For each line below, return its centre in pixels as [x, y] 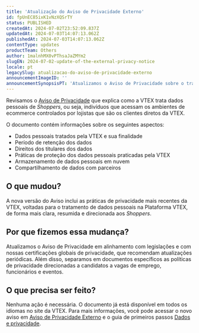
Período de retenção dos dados [53, 142]
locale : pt [20, 67]
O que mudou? [34, 186]
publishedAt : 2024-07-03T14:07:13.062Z [55, 39]
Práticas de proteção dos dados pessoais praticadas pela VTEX [92, 155]
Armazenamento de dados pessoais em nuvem [72, 161]
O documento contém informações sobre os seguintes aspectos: [85, 125]
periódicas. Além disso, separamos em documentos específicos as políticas [99, 259]
